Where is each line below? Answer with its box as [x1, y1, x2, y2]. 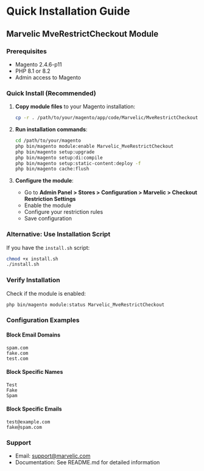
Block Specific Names [6, 368, 63, 376]
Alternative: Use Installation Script [6, 230, 111, 239]
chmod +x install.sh [6, 255, 59, 262]
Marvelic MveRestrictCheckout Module [6, 29, 159, 39]
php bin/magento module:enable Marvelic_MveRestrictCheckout [15, 143, 174, 149]
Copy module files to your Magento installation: [15, 103, 136, 111]
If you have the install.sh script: [6, 244, 90, 251]
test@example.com [6, 419, 51, 425]
